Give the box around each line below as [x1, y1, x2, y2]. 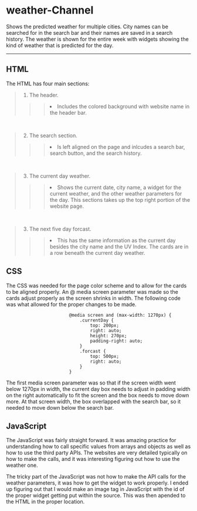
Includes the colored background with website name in [57, 102, 190, 109]
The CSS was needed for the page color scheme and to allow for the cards [6, 282, 187, 289]
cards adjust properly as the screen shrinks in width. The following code [6, 294, 181, 301]
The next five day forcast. [29, 225, 92, 233]
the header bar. [49, 109, 87, 116]
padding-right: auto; [90, 338, 143, 344]
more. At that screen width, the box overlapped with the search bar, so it [6, 398, 181, 405]
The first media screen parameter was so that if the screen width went [6, 379, 176, 386]
